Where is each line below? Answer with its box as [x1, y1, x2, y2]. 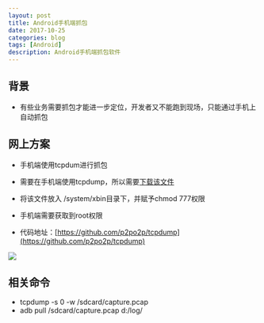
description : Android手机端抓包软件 [8, 48, 121, 56]
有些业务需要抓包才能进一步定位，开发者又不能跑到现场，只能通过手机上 [19, 102, 256, 112]
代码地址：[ [19, 227, 58, 237]
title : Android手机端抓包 [8, 19, 88, 27]
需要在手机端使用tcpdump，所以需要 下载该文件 [19, 177, 174, 186]
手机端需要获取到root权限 [19, 211, 103, 220]
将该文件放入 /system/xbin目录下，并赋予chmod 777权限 [19, 193, 205, 203]
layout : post [8, 11, 52, 20]
